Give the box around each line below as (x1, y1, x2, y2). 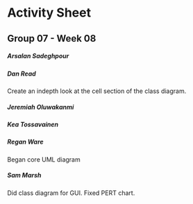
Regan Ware (7, 137, 44, 146)
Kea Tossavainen (7, 120, 59, 128)
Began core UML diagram (7, 155, 81, 164)
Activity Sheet (7, 5, 92, 21)
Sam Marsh (7, 171, 42, 180)
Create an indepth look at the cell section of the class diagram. (7, 87, 187, 95)
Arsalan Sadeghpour (7, 52, 69, 60)
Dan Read (7, 69, 36, 78)
